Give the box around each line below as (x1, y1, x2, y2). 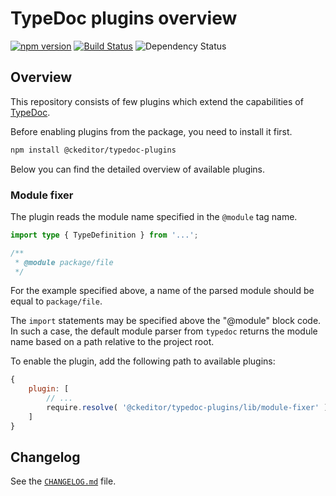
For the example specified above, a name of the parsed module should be (10, 285, 315, 297)
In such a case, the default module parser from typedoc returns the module (10, 325, 318, 337)
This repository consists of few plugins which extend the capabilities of (10, 95, 304, 107)
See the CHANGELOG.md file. (10, 475, 117, 487)
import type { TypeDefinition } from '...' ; (10, 230, 199, 240)
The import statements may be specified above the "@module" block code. (10, 315, 322, 327)
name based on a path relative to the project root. (10, 336, 215, 348)
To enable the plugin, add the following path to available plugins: (10, 355, 276, 367)
